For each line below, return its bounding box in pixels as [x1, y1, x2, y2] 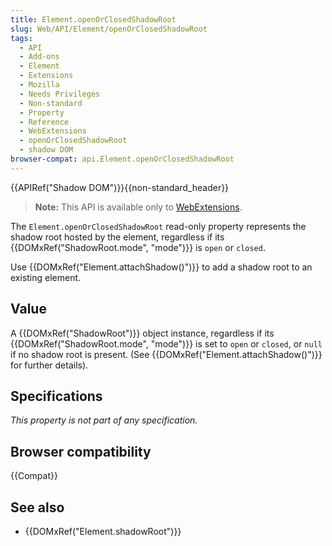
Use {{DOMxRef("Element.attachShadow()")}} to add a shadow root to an [10, 261, 313, 273]
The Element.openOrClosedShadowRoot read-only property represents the [10, 220, 307, 232]
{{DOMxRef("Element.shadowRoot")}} [24, 526, 182, 537]
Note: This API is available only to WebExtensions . [34, 201, 243, 213]
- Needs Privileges [19, 89, 101, 99]
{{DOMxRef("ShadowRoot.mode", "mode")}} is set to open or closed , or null [10, 337, 323, 350]
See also [10, 499, 65, 516]
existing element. [10, 271, 82, 283]
